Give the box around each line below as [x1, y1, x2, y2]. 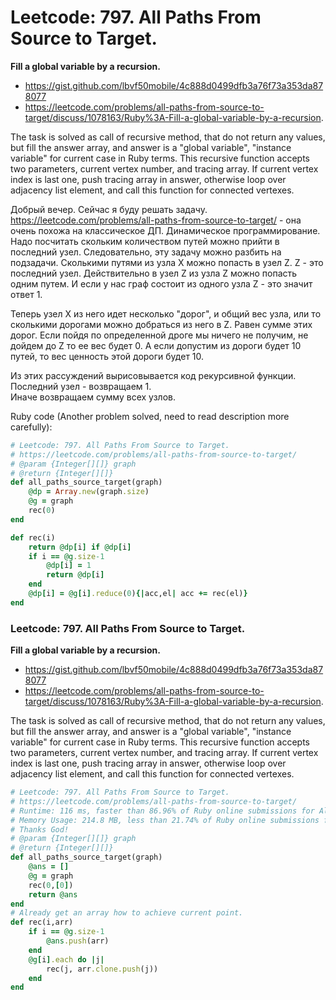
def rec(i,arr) [10, 917, 74, 928]
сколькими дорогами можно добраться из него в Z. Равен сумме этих [10, 318, 313, 330]
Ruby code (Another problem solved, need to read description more [10, 410, 290, 422]
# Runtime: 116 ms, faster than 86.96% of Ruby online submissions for [10, 806, 315, 816]
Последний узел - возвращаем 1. [10, 380, 152, 392]
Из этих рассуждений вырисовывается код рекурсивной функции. [10, 369, 297, 381]
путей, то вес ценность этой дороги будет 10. [10, 350, 205, 362]
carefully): [10, 421, 53, 433]
